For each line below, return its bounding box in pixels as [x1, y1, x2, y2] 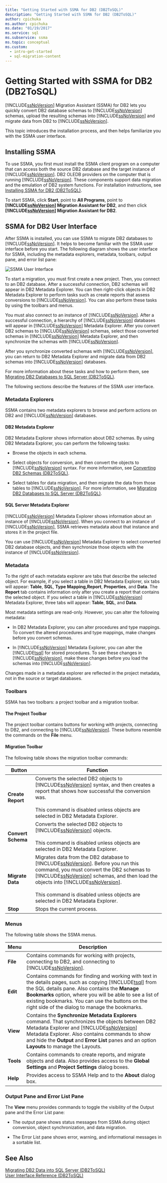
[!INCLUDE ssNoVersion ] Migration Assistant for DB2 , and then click [5, 203, 147, 209]
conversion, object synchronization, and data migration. [12, 1125, 127, 1131]
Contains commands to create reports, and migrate [26, 1051, 146, 1058]
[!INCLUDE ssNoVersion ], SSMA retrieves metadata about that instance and [5, 523, 159, 529]
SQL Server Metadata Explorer [5, 502, 70, 508]
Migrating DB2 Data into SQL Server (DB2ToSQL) [5, 1167, 106, 1173]
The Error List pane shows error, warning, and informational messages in [12, 1134, 162, 1140]
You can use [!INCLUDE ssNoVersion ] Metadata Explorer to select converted [5, 538, 161, 544]
